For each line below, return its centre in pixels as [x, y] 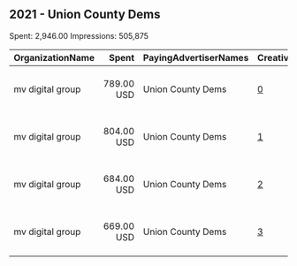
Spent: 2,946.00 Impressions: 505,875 [79, 35]
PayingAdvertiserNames [196, 57]
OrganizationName [54, 57]
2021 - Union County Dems [85, 15]
